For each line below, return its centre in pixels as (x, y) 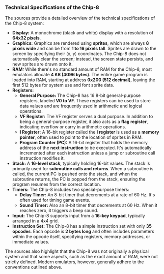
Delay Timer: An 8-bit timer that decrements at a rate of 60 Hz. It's (87, 195)
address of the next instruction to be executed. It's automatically (85, 148)
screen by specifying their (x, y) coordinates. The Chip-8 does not (79, 54)
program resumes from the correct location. (57, 184)
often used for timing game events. (55, 200)
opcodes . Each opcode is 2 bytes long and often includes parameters (83, 231)
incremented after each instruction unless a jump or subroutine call (87, 153)
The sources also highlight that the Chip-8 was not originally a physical (77, 251)
